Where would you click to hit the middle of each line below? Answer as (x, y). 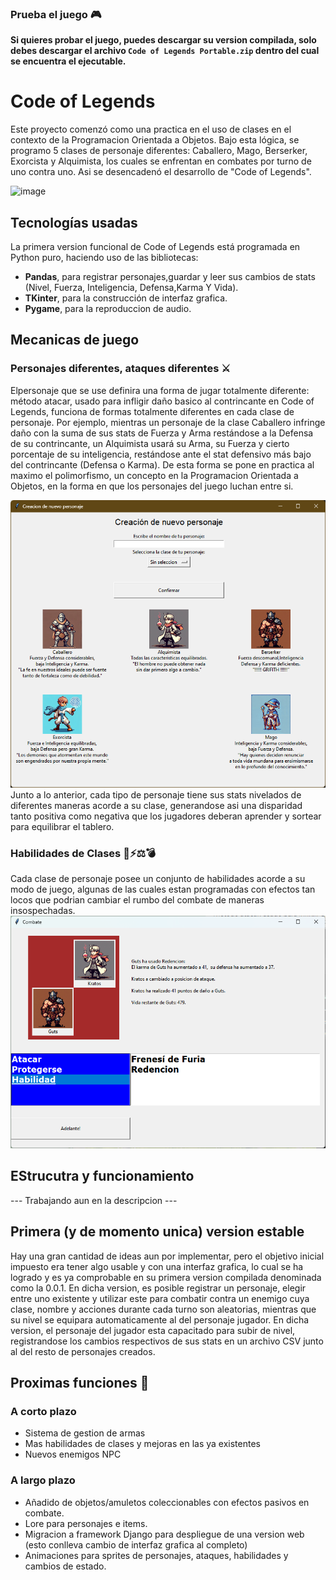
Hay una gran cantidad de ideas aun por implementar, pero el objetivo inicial (167, 1256)
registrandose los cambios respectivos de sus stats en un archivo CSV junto (167, 1341)
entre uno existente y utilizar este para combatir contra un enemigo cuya (160, 1298)
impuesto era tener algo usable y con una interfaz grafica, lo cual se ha (157, 1266)
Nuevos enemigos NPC (73, 1454)
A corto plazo (43, 1411)
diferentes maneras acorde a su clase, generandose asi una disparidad (156, 805)
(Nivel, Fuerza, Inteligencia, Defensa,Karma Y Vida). (131, 288)
